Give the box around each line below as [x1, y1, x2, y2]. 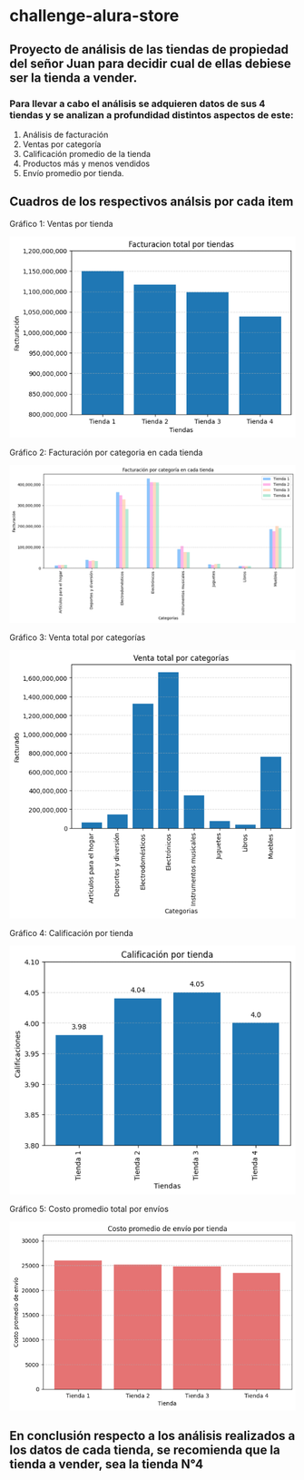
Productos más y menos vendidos [22, 158, 151, 169]
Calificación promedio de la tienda [22, 148, 152, 159]
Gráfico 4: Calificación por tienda [9, 927, 133, 938]
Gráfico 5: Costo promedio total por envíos [9, 1203, 170, 1214]
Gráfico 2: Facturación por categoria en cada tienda [9, 447, 203, 458]
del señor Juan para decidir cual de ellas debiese [9, 55, 292, 71]
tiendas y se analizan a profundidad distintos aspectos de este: [9, 108, 294, 121]
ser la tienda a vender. [9, 70, 138, 85]
